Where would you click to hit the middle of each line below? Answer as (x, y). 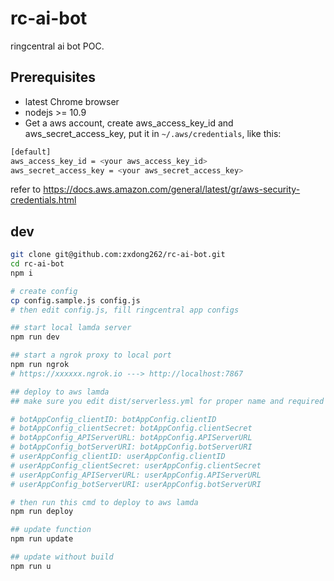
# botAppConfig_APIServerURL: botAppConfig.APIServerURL (131, 438)
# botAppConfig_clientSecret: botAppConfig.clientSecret (131, 428)
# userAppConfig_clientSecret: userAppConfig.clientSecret (136, 465)
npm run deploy (42, 512)
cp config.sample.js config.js (75, 300)
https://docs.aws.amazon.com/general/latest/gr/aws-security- (172, 189)
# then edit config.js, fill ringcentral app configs (125, 310)
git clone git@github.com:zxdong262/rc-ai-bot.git (118, 255)
